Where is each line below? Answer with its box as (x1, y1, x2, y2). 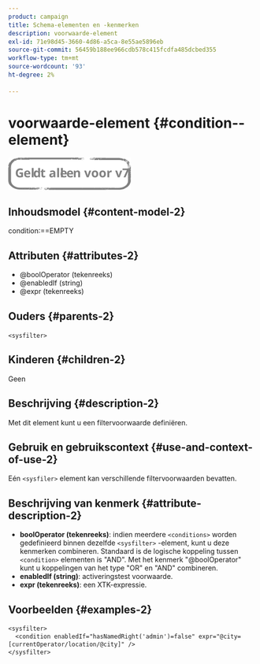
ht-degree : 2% (8, 71, 55, 79)
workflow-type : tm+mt (8, 54, 80, 62)
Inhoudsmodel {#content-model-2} (8, 205, 186, 218)
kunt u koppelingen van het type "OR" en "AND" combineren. (19, 563, 218, 573)
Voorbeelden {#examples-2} (8, 603, 152, 616)
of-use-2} (8, 453, 58, 466)
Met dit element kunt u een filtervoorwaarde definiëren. (8, 417, 188, 427)
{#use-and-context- (150, 441, 254, 454)
